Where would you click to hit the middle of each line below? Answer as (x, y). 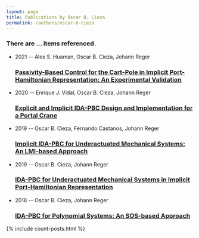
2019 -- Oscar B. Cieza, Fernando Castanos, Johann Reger (87, 128)
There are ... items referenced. (51, 44)
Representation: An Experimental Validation (117, 79)
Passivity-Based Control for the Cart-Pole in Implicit (91, 72)
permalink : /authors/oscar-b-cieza (50, 23)
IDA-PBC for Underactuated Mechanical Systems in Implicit (102, 180)
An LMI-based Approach (51, 152)
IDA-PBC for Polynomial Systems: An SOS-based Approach (102, 215)
